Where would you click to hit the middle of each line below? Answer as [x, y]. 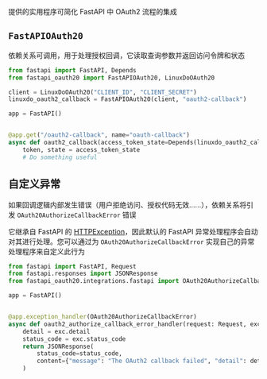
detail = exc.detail [56, 331]
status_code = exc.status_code [74, 339]
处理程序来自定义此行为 [46, 251]
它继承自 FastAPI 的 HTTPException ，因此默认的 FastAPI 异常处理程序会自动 [133, 231]
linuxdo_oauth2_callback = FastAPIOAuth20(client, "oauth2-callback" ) [128, 99]
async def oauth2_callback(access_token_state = [89, 143]
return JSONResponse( [58, 346]
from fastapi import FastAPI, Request [72, 266]
